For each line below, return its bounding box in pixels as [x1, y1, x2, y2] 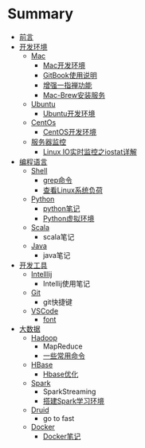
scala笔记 [42, 232, 75, 241]
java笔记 [42, 250, 71, 259]
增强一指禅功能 [42, 80, 92, 90]
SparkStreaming [42, 387, 96, 396]
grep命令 [42, 175, 72, 185]
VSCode [30, 306, 59, 315]
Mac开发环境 [42, 60, 85, 70]
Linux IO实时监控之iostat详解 [42, 146, 137, 156]
